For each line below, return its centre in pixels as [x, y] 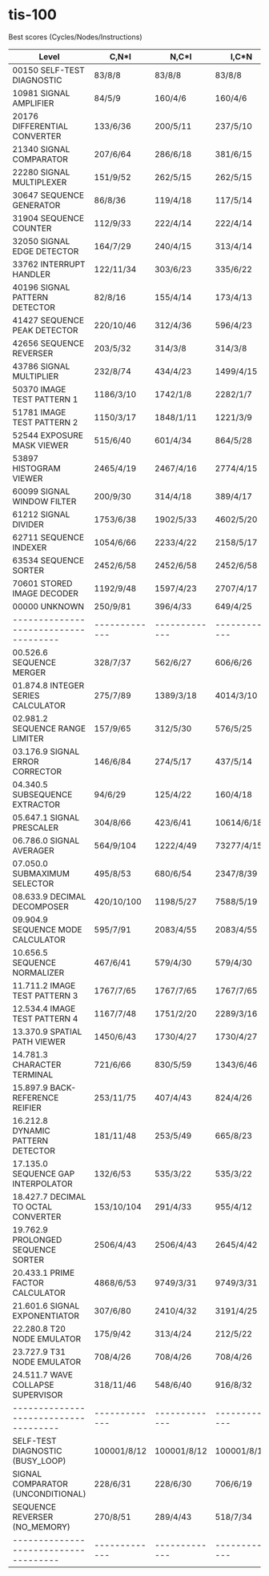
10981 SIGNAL [41, 93]
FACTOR [28, 1282]
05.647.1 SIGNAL [46, 817]
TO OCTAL [32, 1206]
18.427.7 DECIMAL [49, 1197]
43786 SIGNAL [41, 366]
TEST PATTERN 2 [45, 422]
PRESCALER [35, 828]
